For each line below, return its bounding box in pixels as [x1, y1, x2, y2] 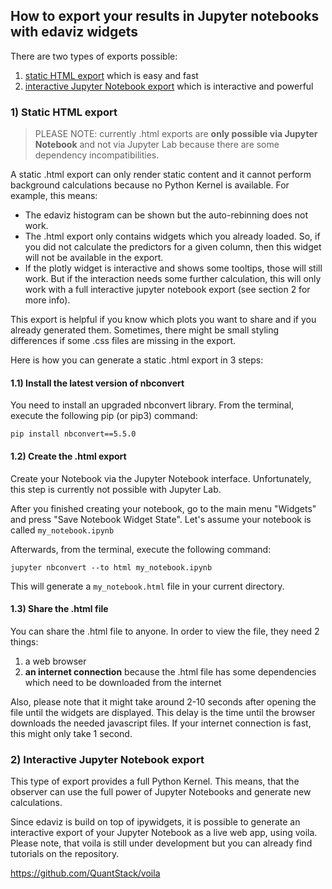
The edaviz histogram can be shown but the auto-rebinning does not [24, 209, 309, 221]
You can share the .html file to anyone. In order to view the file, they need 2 [10, 625, 320, 637]
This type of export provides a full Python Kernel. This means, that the [10, 775, 300, 788]
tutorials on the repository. [10, 848, 120, 860]
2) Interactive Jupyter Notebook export [10, 752, 205, 766]
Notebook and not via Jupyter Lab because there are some [34, 139, 280, 151]
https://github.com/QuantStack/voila [10, 867, 161, 879]
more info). [24, 294, 71, 306]
